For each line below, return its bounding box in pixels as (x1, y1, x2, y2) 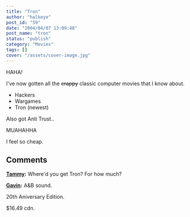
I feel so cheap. (6, 138, 44, 145)
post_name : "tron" (6, 31, 51, 36)
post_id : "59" (6, 19, 41, 25)
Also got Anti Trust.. (6, 115, 54, 122)
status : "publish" (6, 36, 51, 42)
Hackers (14, 91, 35, 98)
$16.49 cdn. (6, 205, 35, 212)
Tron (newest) (14, 104, 49, 111)
